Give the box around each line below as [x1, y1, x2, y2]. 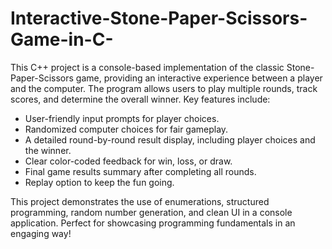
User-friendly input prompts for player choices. [24, 112, 220, 124]
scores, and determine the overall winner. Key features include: [10, 93, 271, 105]
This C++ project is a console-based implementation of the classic [10, 61, 285, 73]
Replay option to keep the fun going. [24, 176, 175, 188]
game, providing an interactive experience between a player [75, 72, 323, 84]
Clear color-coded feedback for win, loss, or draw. [24, 155, 233, 167]
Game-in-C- [10, 28, 114, 51]
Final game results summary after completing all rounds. [24, 165, 257, 177]
